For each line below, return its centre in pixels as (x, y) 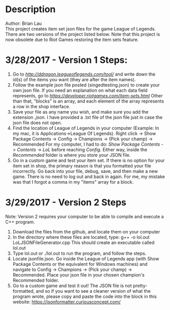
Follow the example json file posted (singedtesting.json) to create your (86, 85)
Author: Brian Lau (24, 23)
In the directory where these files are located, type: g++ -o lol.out (81, 237)
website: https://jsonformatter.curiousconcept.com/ (66, 302)
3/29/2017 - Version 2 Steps (66, 203)
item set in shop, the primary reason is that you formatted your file (82, 165)
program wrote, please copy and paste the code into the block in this (85, 296)
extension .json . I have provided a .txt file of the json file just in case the (88, 117)
